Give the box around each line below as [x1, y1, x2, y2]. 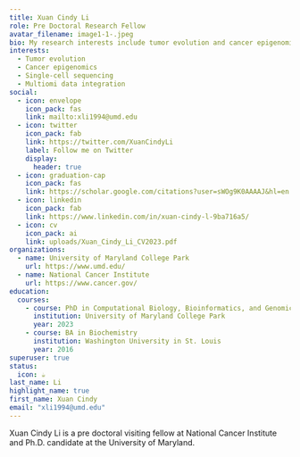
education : [9, 287, 50, 295]
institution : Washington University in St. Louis [32, 337, 221, 345]
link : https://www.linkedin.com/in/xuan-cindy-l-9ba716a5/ [25, 212, 250, 221]
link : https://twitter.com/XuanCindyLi [25, 137, 174, 146]
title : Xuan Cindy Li [9, 12, 90, 22]
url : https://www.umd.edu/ [25, 262, 126, 271]
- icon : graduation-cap [17, 170, 105, 179]
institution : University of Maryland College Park [32, 312, 226, 321]
